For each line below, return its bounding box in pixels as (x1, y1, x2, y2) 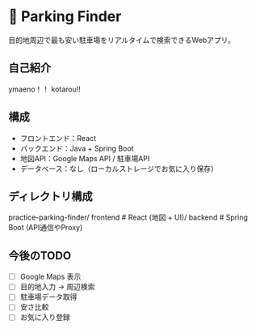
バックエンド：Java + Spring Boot (19, 143, 134, 153)
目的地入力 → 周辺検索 (19, 282, 95, 292)
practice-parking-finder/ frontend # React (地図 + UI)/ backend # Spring (8, 212, 249, 222)
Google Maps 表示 (19, 271, 82, 282)
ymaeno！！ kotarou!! (8, 84, 81, 94)
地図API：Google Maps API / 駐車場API (19, 153, 150, 163)
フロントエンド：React (19, 133, 97, 143)
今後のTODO (8, 249, 71, 263)
